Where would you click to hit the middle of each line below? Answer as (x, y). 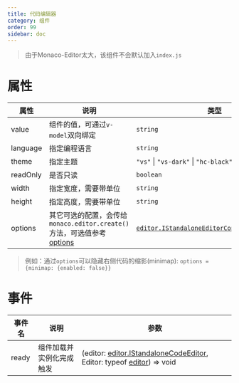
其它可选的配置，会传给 (88, 216)
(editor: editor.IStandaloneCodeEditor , (145, 353)
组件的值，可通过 (78, 125)
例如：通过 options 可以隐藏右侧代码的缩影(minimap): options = (117, 261)
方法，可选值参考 (78, 234)
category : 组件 (29, 21)
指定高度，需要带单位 (85, 202)
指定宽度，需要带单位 (85, 189)
